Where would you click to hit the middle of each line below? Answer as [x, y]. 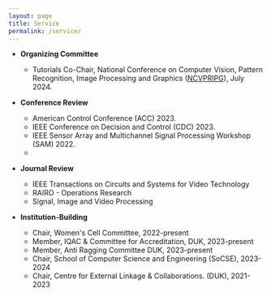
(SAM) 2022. [54, 144]
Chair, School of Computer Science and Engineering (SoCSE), [135, 259]
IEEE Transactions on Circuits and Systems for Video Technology [141, 184]
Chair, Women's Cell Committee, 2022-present [110, 233]
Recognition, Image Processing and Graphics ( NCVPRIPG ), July [138, 79]
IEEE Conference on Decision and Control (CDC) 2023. [124, 127]
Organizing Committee [59, 54]
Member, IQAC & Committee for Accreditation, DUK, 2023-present [143, 242]
